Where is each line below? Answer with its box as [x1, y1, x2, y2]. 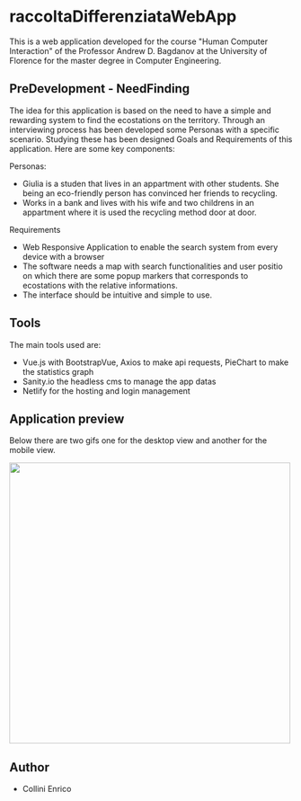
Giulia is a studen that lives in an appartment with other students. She [22, 178, 280, 189]
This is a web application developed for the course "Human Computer [9, 36, 268, 47]
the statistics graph [22, 366, 94, 377]
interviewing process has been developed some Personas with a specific [9, 124, 280, 135]
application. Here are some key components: [9, 143, 175, 154]
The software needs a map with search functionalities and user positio [22, 261, 283, 271]
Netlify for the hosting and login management [22, 385, 190, 396]
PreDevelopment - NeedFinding [9, 81, 190, 96]
